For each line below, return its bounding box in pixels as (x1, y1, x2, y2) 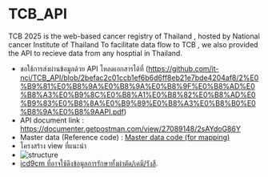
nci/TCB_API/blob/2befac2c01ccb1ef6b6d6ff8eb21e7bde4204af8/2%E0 (19, 73, 259, 82)
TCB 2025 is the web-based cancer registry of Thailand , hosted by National (8, 31, 260, 41)
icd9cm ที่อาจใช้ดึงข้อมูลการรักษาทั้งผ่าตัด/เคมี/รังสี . (19, 158, 158, 168)
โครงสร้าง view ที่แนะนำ (19, 141, 86, 151)
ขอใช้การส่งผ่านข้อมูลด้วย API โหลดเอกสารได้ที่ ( (19, 63, 149, 73)
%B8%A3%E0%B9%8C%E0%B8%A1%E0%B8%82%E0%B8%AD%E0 (19, 90, 256, 99)
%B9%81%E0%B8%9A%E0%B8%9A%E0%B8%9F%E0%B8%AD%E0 (19, 81, 256, 91)
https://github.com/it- (147, 63, 219, 73)
